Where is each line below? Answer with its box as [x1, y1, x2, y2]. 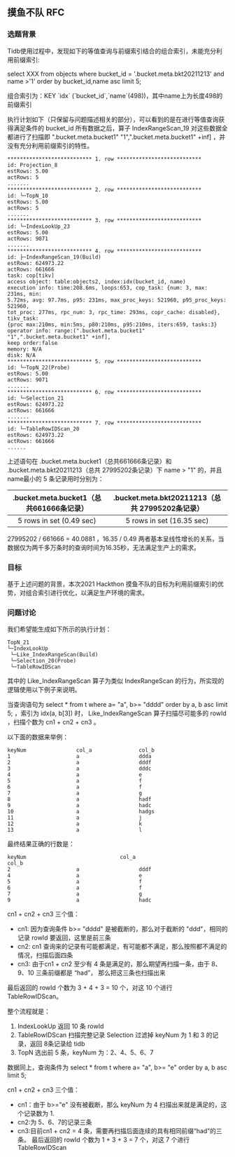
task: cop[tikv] [7, 272, 55, 279]
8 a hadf [7, 796, 152, 803]
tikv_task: [7, 315, 39, 322]
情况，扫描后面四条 [17, 951, 73, 959]
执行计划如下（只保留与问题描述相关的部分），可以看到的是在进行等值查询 [7, 115, 219, 123]
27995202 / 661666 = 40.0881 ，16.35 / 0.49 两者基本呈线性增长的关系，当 [7, 534, 225, 543]
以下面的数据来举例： [7, 733, 69, 741]
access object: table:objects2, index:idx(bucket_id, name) [7, 278, 187, 285]
